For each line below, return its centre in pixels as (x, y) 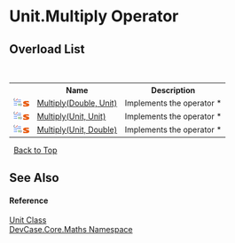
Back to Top (35, 150)
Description (173, 90)
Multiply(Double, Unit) (77, 103)
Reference (29, 200)
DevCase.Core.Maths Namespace (71, 230)
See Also (34, 178)
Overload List (47, 49)
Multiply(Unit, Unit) (71, 116)
